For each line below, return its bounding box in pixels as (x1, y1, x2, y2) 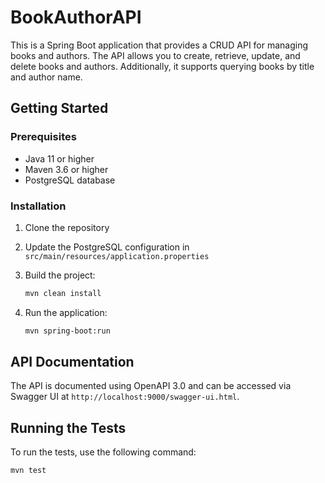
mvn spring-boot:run (24, 326, 111, 336)
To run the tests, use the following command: (10, 446, 197, 458)
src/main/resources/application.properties (24, 251, 210, 261)
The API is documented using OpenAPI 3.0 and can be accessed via (10, 380, 292, 392)
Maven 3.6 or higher (24, 163, 109, 175)
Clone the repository (24, 221, 110, 233)
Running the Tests (10, 419, 127, 436)
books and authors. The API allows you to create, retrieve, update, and (10, 49, 301, 61)
